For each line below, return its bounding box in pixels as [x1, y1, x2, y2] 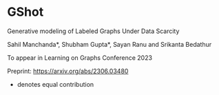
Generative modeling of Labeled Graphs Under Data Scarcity [7, 27, 180, 35]
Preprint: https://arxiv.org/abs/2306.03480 [7, 67, 129, 75]
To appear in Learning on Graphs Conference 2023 [7, 53, 153, 62]
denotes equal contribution [17, 80, 94, 88]
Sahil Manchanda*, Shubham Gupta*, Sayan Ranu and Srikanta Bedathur [7, 40, 212, 48]
